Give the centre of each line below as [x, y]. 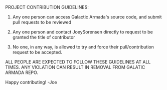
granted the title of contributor [44, 37]
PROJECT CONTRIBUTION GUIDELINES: [47, 7]
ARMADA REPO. [22, 72]
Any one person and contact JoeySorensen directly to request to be [82, 32]
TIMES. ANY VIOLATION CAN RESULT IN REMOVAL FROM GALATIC [75, 67]
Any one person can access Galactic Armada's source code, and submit [87, 17]
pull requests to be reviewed [42, 22]
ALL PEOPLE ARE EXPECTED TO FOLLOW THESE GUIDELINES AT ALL [78, 62]
